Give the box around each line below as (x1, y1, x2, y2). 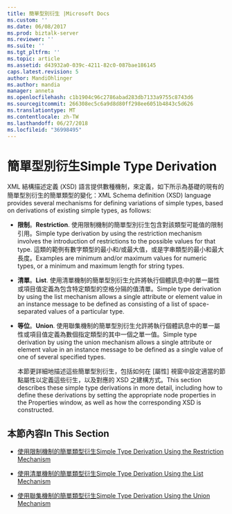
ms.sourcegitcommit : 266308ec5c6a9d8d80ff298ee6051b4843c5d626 (7, 101, 194, 108)
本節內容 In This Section (7, 427, 109, 439)
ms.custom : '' (7, 17, 48, 24)
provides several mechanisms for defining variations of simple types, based (7, 199, 224, 207)
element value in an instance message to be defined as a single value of (17, 345, 224, 354)
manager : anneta (7, 87, 54, 94)
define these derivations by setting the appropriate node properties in (17, 391, 217, 400)
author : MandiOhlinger (7, 74, 73, 82)
